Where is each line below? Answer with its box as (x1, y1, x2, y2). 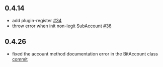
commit (12, 56, 28, 62)
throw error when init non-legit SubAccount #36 (12, 23, 112, 29)
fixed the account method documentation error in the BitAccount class (12, 50, 158, 57)
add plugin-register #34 (12, 17, 62, 23)
